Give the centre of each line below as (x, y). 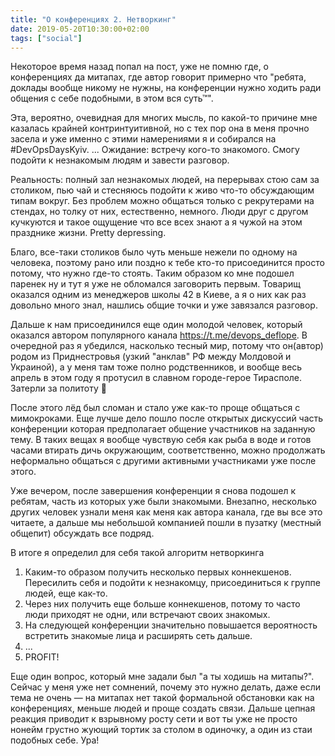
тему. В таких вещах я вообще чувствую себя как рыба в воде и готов (161, 440)
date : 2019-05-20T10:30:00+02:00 (80, 29)
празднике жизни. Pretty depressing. (88, 233)
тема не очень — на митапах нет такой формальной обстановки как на (162, 698)
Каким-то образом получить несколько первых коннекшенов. (158, 572)
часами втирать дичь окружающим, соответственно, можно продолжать (168, 450)
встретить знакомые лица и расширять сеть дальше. (138, 636)
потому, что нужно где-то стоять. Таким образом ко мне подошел (152, 273)
